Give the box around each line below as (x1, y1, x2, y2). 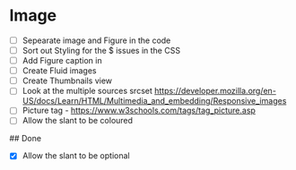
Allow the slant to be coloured (22, 115, 133, 126)
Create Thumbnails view (22, 75, 113, 86)
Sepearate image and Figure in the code (22, 35, 171, 46)
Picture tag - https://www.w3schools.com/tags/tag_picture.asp (22, 105, 256, 116)
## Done (9, 133, 42, 144)
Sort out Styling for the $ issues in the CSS (22, 46, 181, 55)
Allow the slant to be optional (22, 150, 130, 161)
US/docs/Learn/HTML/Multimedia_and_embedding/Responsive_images (22, 96, 287, 106)
